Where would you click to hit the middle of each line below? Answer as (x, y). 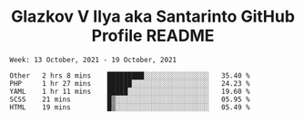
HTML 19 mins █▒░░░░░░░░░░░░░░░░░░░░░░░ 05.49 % (130, 107)
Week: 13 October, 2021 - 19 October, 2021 (93, 60)
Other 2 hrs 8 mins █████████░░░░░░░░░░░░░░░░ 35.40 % (130, 75)
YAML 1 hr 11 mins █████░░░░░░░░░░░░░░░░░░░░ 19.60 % (130, 91)
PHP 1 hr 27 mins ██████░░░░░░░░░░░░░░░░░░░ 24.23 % (130, 83)
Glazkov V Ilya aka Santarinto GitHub (153, 17)
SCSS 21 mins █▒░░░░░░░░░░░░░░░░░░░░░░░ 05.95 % (130, 99)
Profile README (153, 36)
